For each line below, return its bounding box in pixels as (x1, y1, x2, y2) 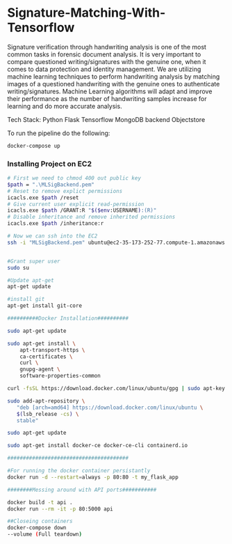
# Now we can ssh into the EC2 (7, 233, 98, 240)
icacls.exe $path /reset (7, 194, 79, 201)
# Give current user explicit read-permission (7, 201, 144, 208)
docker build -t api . (7, 499, 73, 506)
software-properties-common (19, 373, 101, 380)
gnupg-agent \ (19, 366, 60, 373)
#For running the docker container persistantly (7, 467, 151, 474)
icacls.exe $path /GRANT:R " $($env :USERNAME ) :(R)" (7, 207, 157, 214)
